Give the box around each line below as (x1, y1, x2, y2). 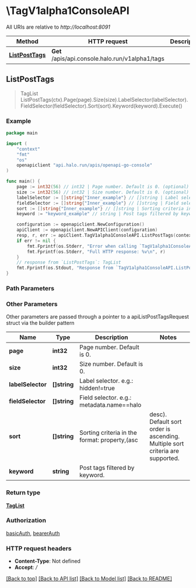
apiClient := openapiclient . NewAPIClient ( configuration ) (16, 227, 158, 233)
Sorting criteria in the (79, 428, 137, 437)
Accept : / (14, 564, 38, 571)
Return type (6, 489, 41, 497)
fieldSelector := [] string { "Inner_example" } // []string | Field (16, 200, 179, 206)
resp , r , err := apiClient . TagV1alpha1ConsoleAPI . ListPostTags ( (16, 233, 176, 238)
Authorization (6, 516, 47, 524)
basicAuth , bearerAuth (6, 530, 60, 537)
